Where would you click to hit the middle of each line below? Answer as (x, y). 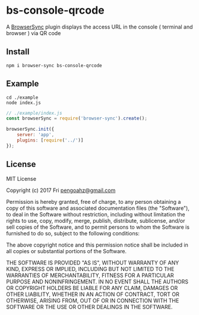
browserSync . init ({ (30, 129)
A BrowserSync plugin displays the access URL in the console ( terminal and (99, 27)
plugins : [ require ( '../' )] (50, 140)
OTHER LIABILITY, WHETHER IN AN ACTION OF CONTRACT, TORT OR (93, 294)
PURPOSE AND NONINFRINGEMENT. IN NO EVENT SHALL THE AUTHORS (97, 281)
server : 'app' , (36, 135)
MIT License (21, 178)
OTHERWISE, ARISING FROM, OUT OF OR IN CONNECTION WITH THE (93, 300)
